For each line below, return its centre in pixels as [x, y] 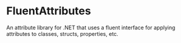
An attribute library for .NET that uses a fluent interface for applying [91, 27]
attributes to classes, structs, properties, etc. [62, 33]
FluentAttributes [49, 11]
